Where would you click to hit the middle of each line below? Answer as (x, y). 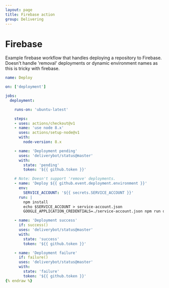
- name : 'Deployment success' (46, 221)
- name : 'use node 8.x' (39, 128)
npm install (36, 202)
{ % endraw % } (19, 281)
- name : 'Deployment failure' (46, 253)
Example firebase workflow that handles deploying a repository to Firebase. (83, 58)
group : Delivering (24, 19)
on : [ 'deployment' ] (26, 87)
